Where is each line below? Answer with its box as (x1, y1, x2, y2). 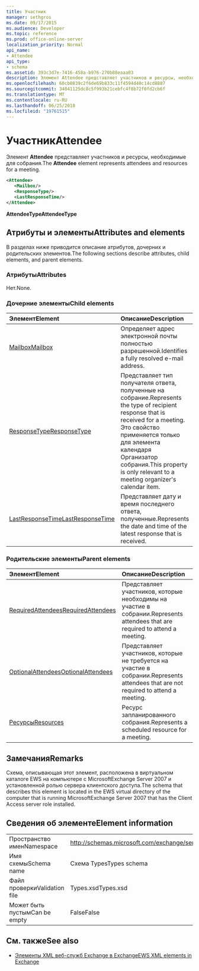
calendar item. (120, 483, 161, 491)
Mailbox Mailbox (9, 343, 53, 351)
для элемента (120, 438, 161, 446)
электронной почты (120, 332, 178, 341)
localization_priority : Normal (6, 42, 84, 48)
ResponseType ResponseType (9, 427, 92, 436)
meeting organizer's (120, 475, 176, 484)
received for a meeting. (120, 416, 185, 424)
